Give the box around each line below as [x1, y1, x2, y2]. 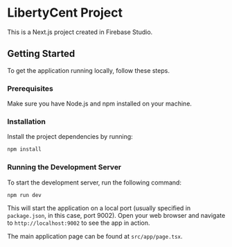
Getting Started [7, 48, 75, 60]
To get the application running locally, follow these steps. [7, 66, 170, 74]
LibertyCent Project [7, 5, 123, 21]
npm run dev [7, 191, 42, 198]
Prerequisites [7, 83, 53, 93]
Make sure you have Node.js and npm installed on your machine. [7, 99, 193, 108]
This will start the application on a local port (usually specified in [7, 204, 191, 212]
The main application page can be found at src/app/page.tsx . [7, 232, 183, 241]
